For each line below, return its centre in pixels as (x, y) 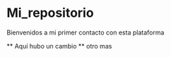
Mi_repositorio (50, 13)
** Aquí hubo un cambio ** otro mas (59, 46)
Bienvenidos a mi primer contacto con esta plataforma (85, 32)
